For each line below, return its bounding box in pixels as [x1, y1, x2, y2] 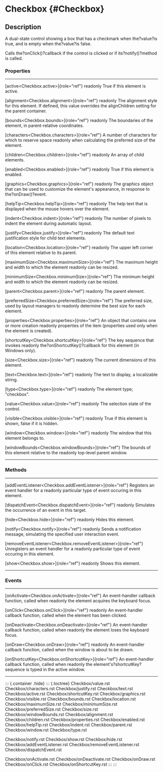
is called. [5, 55, 23, 61]
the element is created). [5, 328, 53, 334]
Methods [5, 467, 27, 473]
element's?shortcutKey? [93, 661, 142, 667]
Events [5, 577, 22, 584]
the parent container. [5, 108, 47, 114]
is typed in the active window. [26, 666, 85, 672]
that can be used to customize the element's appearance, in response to [5, 186, 150, 192]
